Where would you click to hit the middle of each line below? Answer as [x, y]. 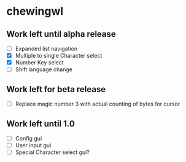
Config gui [29, 138]
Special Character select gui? [52, 152]
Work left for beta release [56, 89]
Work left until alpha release [61, 34]
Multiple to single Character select [59, 56]
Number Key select [40, 63]
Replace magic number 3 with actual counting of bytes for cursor [98, 104]
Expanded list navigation [46, 48]
